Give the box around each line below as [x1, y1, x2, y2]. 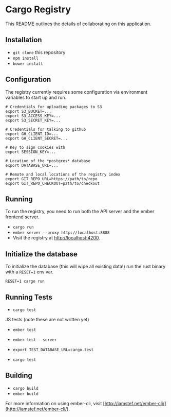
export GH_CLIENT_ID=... [5, 131, 59, 136]
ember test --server [12, 337, 57, 342]
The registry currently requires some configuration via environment [5, 89, 148, 95]
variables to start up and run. [5, 94, 67, 100]
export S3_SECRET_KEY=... [5, 117, 61, 123]
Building [5, 371, 32, 380]
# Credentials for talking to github [5, 127, 86, 132]
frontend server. [5, 214, 40, 220]
